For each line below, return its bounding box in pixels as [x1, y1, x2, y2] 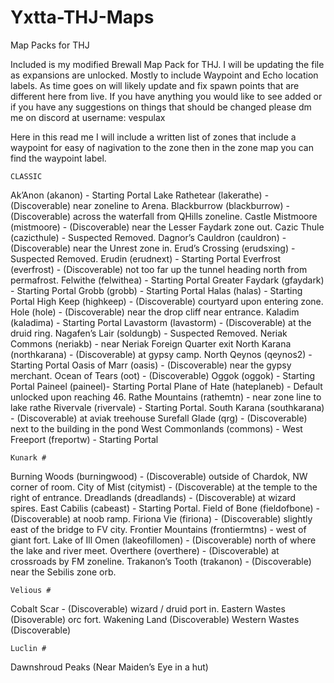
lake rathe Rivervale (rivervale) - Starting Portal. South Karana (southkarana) [10, 401, 325, 413]
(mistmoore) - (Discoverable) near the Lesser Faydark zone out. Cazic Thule [10, 221, 325, 233]
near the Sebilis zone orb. [10, 566, 117, 578]
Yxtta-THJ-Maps [10, 6, 155, 29]
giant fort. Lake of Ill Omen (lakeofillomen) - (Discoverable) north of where [10, 534, 317, 546]
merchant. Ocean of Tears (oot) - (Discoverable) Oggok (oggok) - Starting [10, 369, 316, 381]
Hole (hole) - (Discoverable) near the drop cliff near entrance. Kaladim [10, 306, 300, 318]
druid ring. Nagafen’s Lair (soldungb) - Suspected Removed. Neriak [10, 327, 288, 339]
